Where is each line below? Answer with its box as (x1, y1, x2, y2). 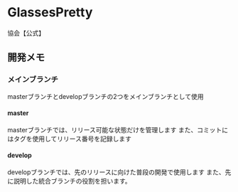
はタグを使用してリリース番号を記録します (7, 134, 131, 143)
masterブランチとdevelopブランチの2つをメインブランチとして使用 (7, 92, 204, 100)
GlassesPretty (7, 4, 93, 21)
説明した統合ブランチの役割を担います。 (13, 177, 131, 186)
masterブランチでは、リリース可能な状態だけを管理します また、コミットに (7, 125, 229, 134)
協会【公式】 (7, 28, 45, 37)
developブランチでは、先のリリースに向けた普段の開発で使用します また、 (7, 168, 225, 176)
